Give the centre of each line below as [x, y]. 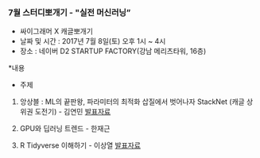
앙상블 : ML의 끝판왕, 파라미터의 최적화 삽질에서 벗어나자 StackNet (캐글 [132, 102]
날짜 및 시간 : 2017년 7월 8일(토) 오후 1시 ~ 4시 [93, 41]
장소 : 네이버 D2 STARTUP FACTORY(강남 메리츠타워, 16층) [113, 51]
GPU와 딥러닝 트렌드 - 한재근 [65, 129]
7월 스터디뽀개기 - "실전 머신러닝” [70, 12]
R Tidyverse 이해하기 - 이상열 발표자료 [80, 145]
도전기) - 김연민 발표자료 [73, 112]
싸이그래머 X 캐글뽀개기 [56, 31]
